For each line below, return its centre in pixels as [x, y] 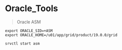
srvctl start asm [22, 43]
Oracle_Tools [32, 8]
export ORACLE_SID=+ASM [29, 31]
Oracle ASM [29, 22]
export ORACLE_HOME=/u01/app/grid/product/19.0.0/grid [61, 35]
